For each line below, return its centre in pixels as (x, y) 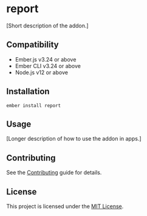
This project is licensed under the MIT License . (65, 206)
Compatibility (32, 45)
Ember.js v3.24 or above (46, 59)
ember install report (34, 105)
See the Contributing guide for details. (54, 173)
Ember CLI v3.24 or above (48, 66)
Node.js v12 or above (42, 72)
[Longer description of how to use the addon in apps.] (74, 139)
